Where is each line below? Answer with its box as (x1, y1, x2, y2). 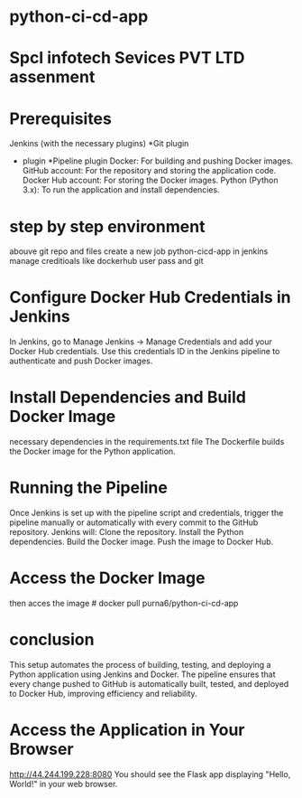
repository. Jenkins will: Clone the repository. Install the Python (9, 527, 244, 538)
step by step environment (9, 216, 206, 237)
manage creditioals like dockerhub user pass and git (9, 256, 205, 267)
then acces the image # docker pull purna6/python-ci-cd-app (9, 598, 239, 608)
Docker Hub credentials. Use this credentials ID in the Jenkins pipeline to (9, 346, 280, 357)
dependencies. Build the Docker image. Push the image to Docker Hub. (9, 536, 274, 548)
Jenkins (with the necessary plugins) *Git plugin (9, 138, 189, 149)
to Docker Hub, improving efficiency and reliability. (9, 688, 197, 699)
